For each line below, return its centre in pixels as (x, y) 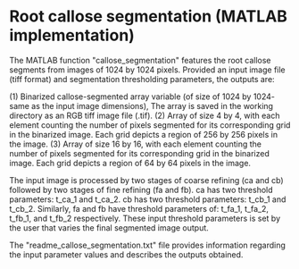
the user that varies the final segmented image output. (109, 227)
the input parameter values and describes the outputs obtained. (126, 254)
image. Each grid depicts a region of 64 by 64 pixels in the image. (130, 163)
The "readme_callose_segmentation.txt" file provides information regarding (147, 245)
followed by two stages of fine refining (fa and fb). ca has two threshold (141, 189)
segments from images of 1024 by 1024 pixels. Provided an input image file (147, 70)
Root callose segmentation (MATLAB (149, 17)
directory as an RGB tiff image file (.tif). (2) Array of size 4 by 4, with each (145, 115)
